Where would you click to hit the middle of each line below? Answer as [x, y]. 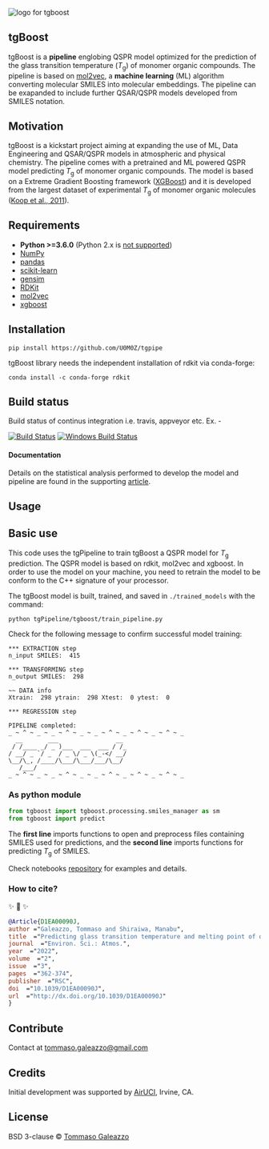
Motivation [36, 126]
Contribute [36, 1028]
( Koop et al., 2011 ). [39, 201]
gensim [32, 278]
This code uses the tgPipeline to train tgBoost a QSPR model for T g [119, 554]
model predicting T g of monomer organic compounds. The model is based [131, 172]
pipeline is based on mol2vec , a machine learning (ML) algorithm [116, 75]
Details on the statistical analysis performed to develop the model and [123, 473]
